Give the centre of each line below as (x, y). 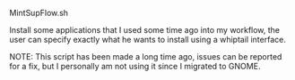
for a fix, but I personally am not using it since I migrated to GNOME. (135, 66)
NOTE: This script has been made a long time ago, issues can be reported (146, 56)
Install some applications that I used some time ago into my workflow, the (145, 30)
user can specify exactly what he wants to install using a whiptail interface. (148, 40)
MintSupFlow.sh (39, 13)
